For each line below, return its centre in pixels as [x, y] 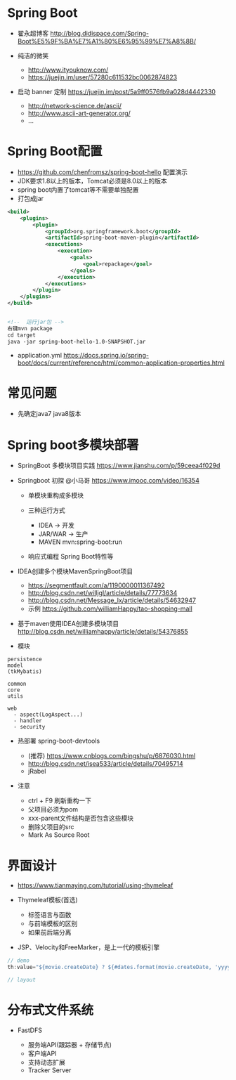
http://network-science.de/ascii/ [74, 105]
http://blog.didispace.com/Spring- [100, 33]
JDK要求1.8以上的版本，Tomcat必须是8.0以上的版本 [92, 181]
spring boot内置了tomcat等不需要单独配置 [78, 189]
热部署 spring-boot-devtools [59, 741]
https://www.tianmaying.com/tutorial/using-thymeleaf [95, 885]
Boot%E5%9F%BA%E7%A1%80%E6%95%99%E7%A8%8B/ [107, 41]
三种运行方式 [46, 510]
